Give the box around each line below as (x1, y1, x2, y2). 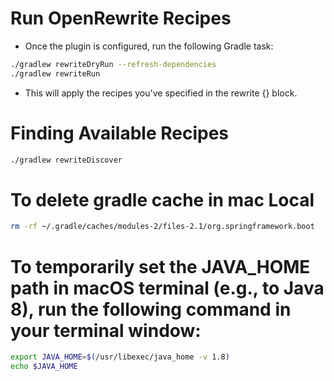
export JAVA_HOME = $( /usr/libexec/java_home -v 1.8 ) (10, 352, 230, 362)
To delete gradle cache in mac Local (10, 188, 315, 211)
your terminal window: (10, 319, 202, 342)
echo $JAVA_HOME (10, 362, 78, 372)
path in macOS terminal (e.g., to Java (10, 277, 325, 299)
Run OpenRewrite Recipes (10, 7, 232, 30)
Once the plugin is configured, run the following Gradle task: (24, 40, 274, 52)
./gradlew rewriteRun (10, 68, 101, 79)
